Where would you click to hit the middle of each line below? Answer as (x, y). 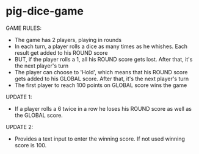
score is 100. (31, 145)
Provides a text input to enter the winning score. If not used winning (100, 139)
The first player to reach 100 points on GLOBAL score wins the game (101, 85)
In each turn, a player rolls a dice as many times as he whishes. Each (101, 46)
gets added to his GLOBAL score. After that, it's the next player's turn (102, 79)
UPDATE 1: (19, 97)
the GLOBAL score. (39, 115)
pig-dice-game (45, 11)
